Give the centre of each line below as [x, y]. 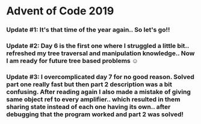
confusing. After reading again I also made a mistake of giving [99, 92]
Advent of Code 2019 [60, 11]
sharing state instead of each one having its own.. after [88, 107]
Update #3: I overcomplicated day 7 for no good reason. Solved [100, 77]
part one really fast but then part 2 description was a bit [89, 84]
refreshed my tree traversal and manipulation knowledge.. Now [100, 53]
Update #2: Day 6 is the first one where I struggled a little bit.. [98, 46]
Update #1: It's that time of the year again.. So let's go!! [88, 30]
